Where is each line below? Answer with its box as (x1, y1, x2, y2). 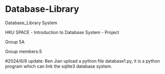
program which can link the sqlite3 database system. (5, 63, 112, 69)
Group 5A (5, 38, 25, 45)
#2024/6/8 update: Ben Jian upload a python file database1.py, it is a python (5, 58, 160, 64)
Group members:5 (5, 48, 42, 54)
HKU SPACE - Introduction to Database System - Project (5, 29, 119, 35)
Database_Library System (5, 20, 58, 26)
